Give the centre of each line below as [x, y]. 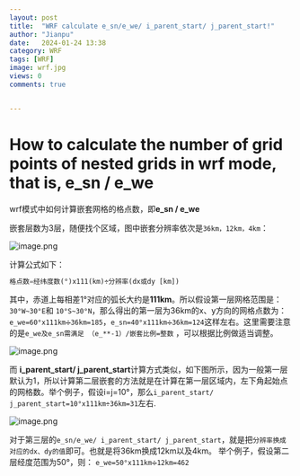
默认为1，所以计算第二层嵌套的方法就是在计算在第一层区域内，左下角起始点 [149, 381]
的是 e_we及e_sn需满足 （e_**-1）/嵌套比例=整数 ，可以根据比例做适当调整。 [144, 333]
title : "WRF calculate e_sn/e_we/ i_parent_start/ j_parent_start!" [142, 26]
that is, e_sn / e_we [82, 183]
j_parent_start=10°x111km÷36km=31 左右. [83, 403]
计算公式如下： [37, 264]
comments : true [38, 84]
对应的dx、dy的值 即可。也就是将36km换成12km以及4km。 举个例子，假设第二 [150, 451]
